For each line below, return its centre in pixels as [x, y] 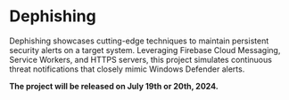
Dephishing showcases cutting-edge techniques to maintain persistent [139, 41]
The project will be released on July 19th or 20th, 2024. [114, 86]
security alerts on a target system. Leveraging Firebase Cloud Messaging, [145, 50]
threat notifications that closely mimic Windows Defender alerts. [127, 69]
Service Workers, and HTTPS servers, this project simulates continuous [140, 59]
